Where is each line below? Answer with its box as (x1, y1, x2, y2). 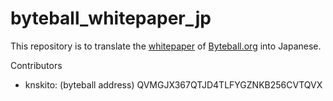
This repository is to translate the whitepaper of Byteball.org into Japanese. (10, 40, 322, 52)
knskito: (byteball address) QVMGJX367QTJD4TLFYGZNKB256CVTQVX (24, 78, 323, 91)
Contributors (10, 59, 63, 71)
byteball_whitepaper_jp (10, 7, 212, 30)
